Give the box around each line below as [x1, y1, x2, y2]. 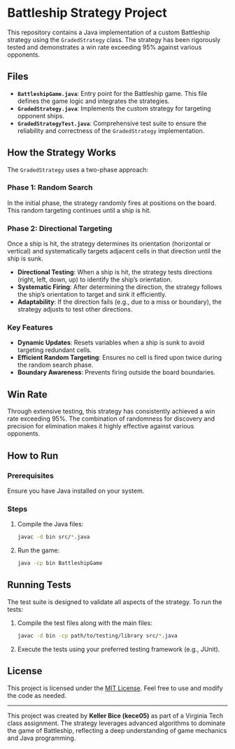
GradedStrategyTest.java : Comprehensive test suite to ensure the [17, 119, 207, 127]
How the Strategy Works [7, 147, 117, 159]
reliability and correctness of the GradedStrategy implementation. [17, 126, 205, 134]
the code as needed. [7, 691, 67, 699]
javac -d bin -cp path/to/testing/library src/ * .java [17, 632, 178, 639]
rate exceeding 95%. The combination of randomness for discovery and [7, 414, 215, 423]
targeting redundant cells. [17, 346, 92, 354]
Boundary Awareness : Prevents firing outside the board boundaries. [17, 368, 215, 377]
